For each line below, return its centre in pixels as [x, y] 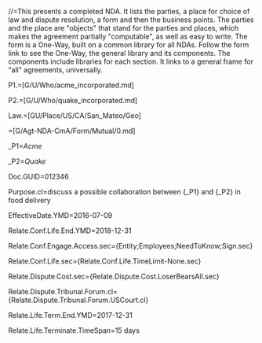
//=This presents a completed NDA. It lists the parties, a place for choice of [129, 11]
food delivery [29, 200]
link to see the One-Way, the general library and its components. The [119, 53]
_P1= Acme [25, 146]
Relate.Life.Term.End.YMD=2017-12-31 [71, 315]
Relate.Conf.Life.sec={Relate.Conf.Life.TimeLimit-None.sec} [105, 261]
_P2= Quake [27, 161]
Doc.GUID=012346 [38, 177]
